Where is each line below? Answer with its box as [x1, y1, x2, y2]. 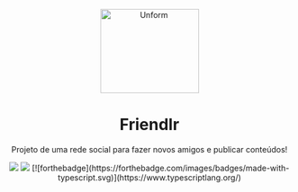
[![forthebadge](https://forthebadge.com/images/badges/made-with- [32, 162, 290, 173]
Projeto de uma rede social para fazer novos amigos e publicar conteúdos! [11, 144, 288, 154]
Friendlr [119, 115, 180, 135]
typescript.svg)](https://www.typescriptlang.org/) [58, 171, 241, 183]
